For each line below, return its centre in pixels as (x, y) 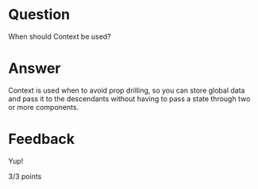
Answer (35, 68)
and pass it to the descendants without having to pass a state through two (129, 98)
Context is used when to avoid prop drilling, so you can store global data (127, 90)
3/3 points (25, 176)
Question (39, 15)
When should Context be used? (60, 36)
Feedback (42, 139)
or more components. (44, 107)
